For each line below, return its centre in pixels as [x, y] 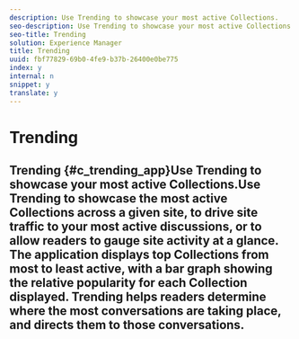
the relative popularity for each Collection [128, 283]
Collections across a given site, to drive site [134, 213]
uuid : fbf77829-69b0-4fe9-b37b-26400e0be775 [94, 59]
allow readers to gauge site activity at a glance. [144, 241]
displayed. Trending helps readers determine [138, 297]
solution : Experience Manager [66, 43]
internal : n [31, 76]
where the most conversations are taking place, [145, 311]
